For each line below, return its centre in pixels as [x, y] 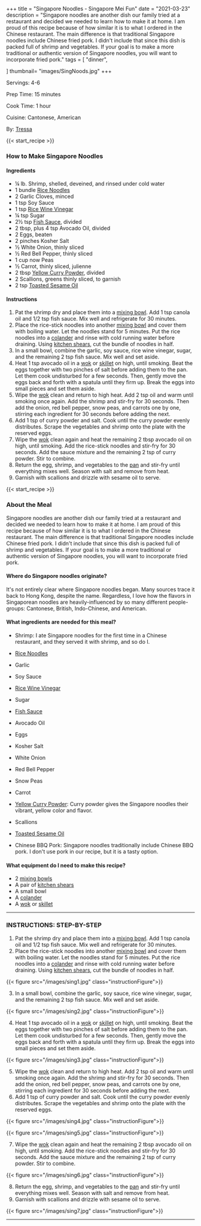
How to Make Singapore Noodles [55, 156]
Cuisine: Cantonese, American [44, 117]
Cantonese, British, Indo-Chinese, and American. [87, 608]
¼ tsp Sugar [30, 215]
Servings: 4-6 [23, 83]
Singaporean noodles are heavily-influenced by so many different [87, 602]
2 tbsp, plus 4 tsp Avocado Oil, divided [63, 228]
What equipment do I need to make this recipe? [66, 865]
